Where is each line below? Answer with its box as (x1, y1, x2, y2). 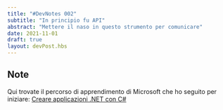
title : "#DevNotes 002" (7, 10, 77, 18)
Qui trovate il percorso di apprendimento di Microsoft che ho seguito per (7, 87, 217, 95)
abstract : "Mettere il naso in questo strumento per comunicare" (7, 23, 203, 30)
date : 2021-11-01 (7, 29, 58, 37)
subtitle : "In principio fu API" (7, 17, 106, 24)
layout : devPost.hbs (7, 43, 68, 50)
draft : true (7, 36, 42, 43)
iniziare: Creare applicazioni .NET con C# (7, 95, 127, 103)
